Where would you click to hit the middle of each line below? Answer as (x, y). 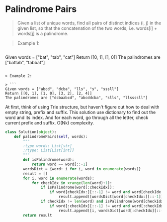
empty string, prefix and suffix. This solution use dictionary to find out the (81, 112)
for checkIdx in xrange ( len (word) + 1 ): (72, 183)
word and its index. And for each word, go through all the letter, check (77, 117)
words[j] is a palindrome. (43, 33)
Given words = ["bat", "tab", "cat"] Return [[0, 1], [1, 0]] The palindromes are (83, 57)
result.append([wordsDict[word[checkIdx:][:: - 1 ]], (112, 197)
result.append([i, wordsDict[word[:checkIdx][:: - (111, 211)
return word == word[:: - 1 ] (60, 165)
